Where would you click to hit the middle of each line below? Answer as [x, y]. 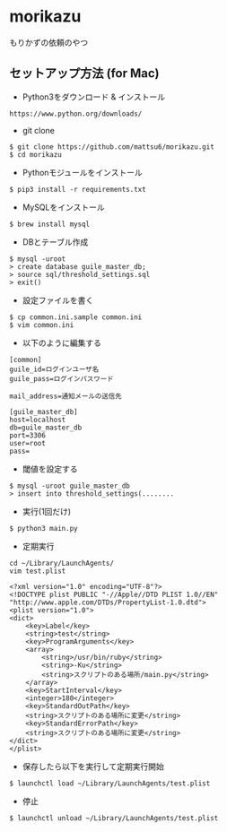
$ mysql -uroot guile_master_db [70, 486]
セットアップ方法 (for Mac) [84, 74]
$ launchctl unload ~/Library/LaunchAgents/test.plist [114, 818]
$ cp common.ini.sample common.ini [76, 317]
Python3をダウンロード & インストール [94, 97]
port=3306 [28, 435]
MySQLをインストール [63, 207]
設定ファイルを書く [58, 300]
